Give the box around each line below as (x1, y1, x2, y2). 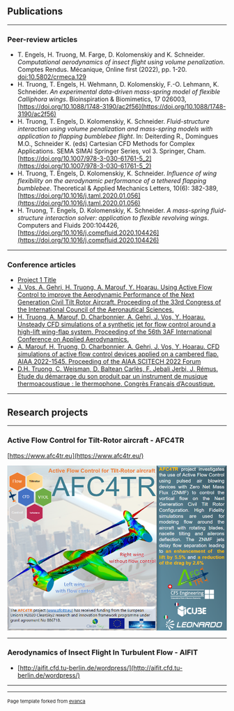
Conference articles (7, 260, 77, 270)
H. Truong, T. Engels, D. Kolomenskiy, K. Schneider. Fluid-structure (17, 117, 210, 126)
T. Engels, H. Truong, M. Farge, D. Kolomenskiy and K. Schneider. (17, 50, 205, 59)
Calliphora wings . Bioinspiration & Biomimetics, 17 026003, (17, 95, 187, 103)
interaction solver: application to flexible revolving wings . (45, 214, 210, 222)
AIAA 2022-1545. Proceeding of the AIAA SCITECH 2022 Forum (17, 358, 201, 366)
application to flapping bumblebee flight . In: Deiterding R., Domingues (17, 132, 219, 140)
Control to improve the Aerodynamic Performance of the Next (17, 291, 195, 299)
